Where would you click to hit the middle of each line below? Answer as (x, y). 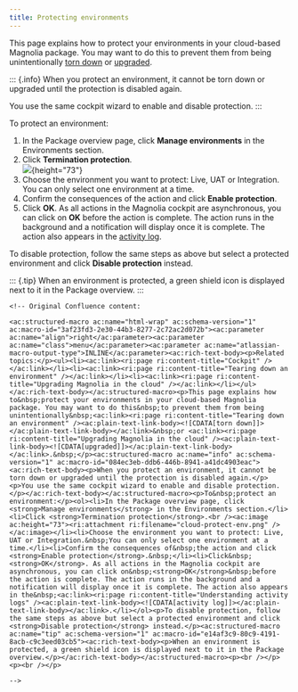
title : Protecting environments (69, 17)
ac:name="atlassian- (242, 345)
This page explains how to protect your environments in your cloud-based (145, 43)
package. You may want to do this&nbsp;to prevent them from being (137, 408)
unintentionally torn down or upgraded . (81, 62)
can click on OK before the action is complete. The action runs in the (148, 217)
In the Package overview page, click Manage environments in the (143, 140)
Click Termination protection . (77, 159)
